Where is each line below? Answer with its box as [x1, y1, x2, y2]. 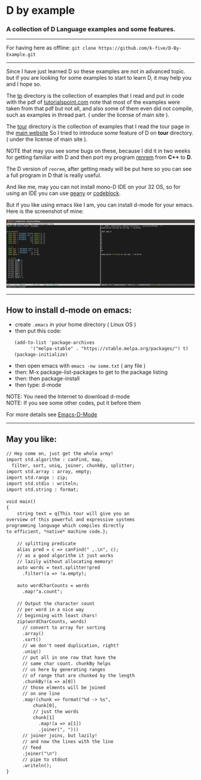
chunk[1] [32, 715, 55, 721]
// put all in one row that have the [22, 655, 117, 661]
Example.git [6, 52, 36, 58]
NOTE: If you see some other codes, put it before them [6, 400, 141, 407]
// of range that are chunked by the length [22, 673, 135, 679]
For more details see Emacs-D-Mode [6, 411, 98, 418]
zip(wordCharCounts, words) [17, 619, 87, 625]
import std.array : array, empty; [6, 469, 93, 475]
